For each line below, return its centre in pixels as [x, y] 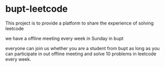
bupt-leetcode [37, 9]
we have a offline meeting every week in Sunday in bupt [65, 38]
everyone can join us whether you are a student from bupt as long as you [82, 48]
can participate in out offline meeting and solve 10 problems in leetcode [81, 54]
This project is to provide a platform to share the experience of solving [79, 23]
